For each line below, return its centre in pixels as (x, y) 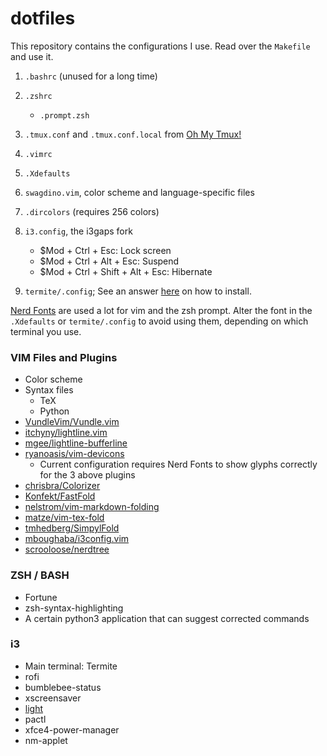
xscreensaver (53, 698)
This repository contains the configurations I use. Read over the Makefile (160, 46)
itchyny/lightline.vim (66, 433)
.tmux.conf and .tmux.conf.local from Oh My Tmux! (133, 134)
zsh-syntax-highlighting (74, 608)
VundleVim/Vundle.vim (72, 422)
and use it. (32, 56)
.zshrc (38, 96)
